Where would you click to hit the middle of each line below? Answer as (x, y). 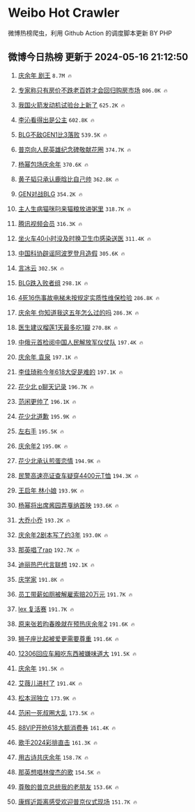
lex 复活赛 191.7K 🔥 (46, 609)
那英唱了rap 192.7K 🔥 (49, 550)
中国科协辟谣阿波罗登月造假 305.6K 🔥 (71, 253)
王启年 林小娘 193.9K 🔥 (51, 490)
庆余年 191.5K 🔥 (41, 668)
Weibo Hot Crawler (64, 13)
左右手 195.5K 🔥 (41, 431)
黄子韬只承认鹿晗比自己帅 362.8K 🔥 (68, 179)
